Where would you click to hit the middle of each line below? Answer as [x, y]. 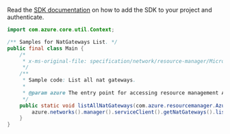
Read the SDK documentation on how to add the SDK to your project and [110, 10]
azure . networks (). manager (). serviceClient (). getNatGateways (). [124, 112]
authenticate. [26, 17]
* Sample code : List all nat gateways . [79, 80]
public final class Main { [46, 48]
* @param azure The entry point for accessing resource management [120, 93]
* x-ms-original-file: [55, 61]
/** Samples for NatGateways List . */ [62, 42]
